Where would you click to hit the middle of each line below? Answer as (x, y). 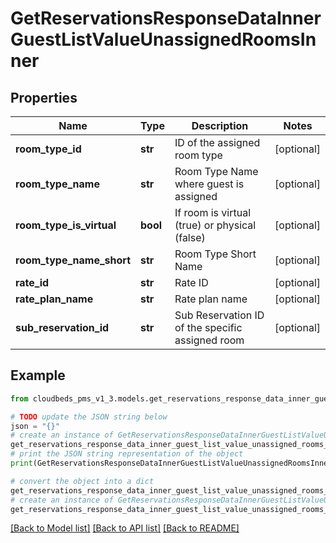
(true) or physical (215, 225)
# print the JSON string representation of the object (127, 454)
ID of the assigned (217, 142)
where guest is (209, 184)
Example (38, 375)
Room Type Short (215, 254)
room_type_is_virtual (66, 225)
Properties (44, 97)
